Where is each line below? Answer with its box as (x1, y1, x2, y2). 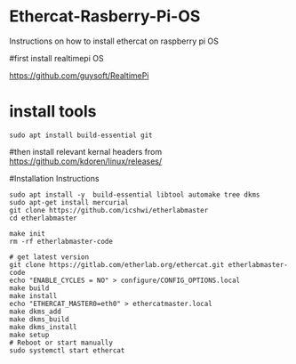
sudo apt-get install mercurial (9, 198, 129, 206)
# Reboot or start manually (9, 338, 114, 347)
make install (9, 291, 58, 300)
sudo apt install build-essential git (9, 131, 153, 140)
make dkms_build (9, 314, 69, 324)
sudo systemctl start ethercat (9, 345, 125, 355)
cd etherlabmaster (9, 214, 77, 222)
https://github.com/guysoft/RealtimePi (9, 69, 149, 81)
